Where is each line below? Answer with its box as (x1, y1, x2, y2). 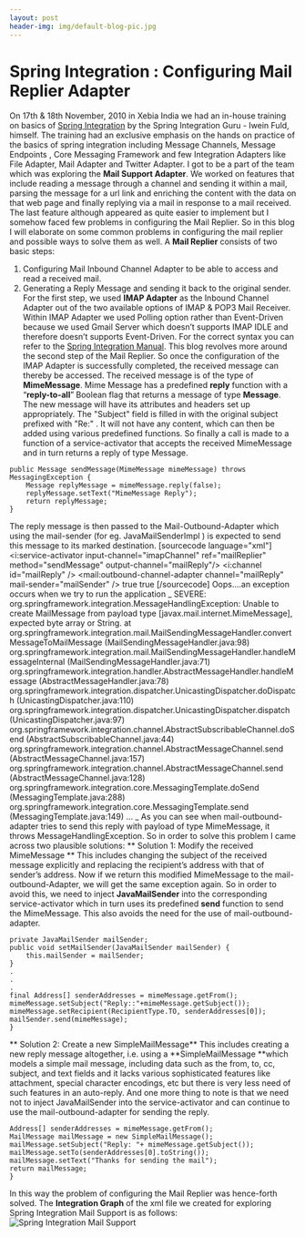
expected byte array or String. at (9, 618, 132, 629)
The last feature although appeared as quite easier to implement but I (9, 207, 269, 219)
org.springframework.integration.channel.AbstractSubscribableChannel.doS (9, 724, 295, 735)
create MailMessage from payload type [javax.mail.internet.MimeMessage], (9, 608, 293, 619)
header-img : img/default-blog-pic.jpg (9, 22, 157, 31)
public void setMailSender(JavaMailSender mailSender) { (9, 944, 230, 953)
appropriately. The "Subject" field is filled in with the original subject (22, 409, 279, 420)
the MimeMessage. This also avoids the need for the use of (9, 908, 232, 919)
